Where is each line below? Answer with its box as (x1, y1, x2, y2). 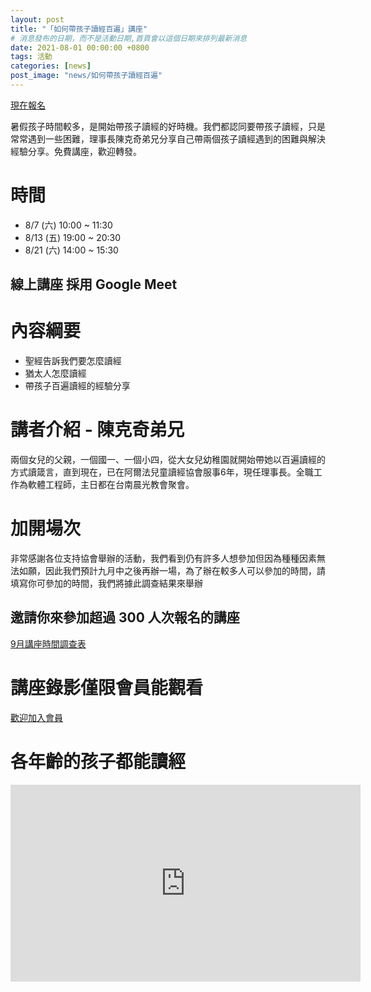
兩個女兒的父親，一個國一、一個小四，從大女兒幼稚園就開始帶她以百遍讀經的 (10, 454, 326, 466)
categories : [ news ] (10, 61, 92, 71)
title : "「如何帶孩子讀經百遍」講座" (10, 24, 148, 34)
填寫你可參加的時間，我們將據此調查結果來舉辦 (10, 577, 203, 590)
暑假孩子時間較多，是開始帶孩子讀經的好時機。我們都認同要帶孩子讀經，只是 (10, 120, 326, 132)
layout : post (10, 14, 65, 25)
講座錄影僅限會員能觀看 (10, 677, 204, 700)
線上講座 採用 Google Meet (10, 276, 178, 293)
